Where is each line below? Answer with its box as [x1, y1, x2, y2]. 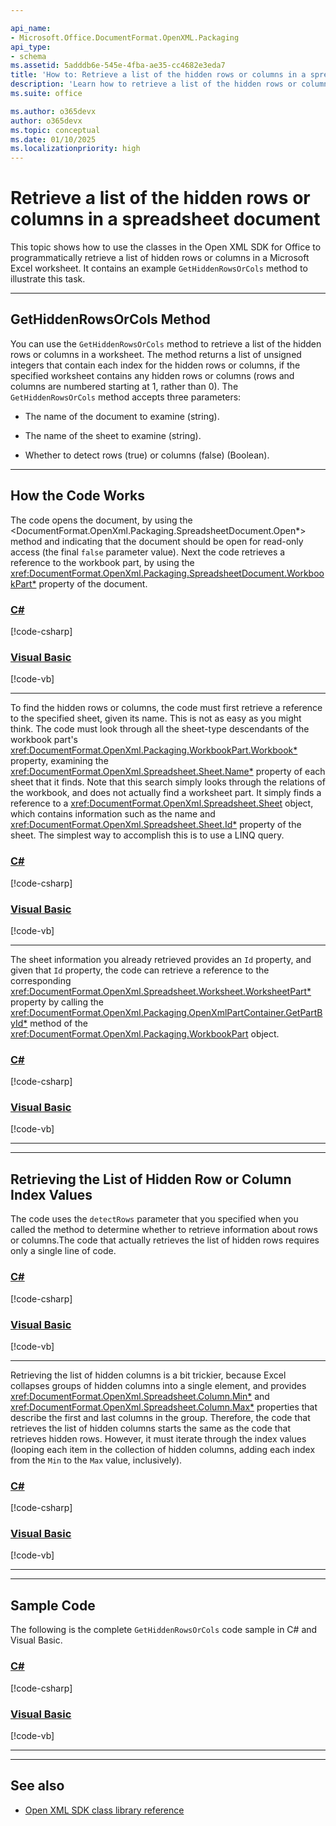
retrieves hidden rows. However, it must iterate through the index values [10, 1432, 307, 1445]
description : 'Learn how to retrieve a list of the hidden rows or [10, 79, 298, 90]
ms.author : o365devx [10, 106, 97, 116]
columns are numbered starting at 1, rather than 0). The [10, 380, 239, 392]
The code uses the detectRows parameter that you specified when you [10, 1213, 299, 1225]
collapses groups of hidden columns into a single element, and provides [10, 1379, 307, 1391]
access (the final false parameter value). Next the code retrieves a [10, 546, 286, 558]
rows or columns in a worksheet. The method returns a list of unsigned [10, 348, 302, 360]
